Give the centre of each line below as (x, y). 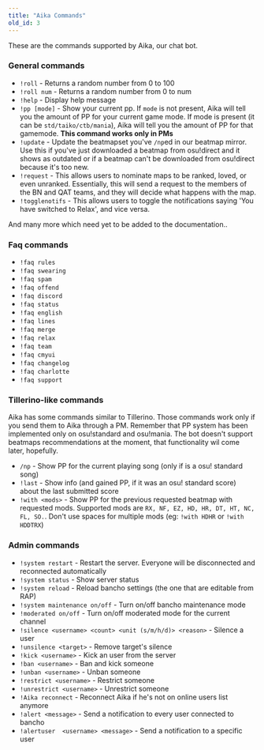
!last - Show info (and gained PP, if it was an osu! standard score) (128, 483)
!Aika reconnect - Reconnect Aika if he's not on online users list (124, 697)
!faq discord (41, 296)
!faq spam (36, 280)
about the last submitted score (69, 492)
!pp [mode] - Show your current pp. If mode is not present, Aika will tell (132, 108)
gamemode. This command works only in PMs (96, 133)
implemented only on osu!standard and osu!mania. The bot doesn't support (131, 434)
